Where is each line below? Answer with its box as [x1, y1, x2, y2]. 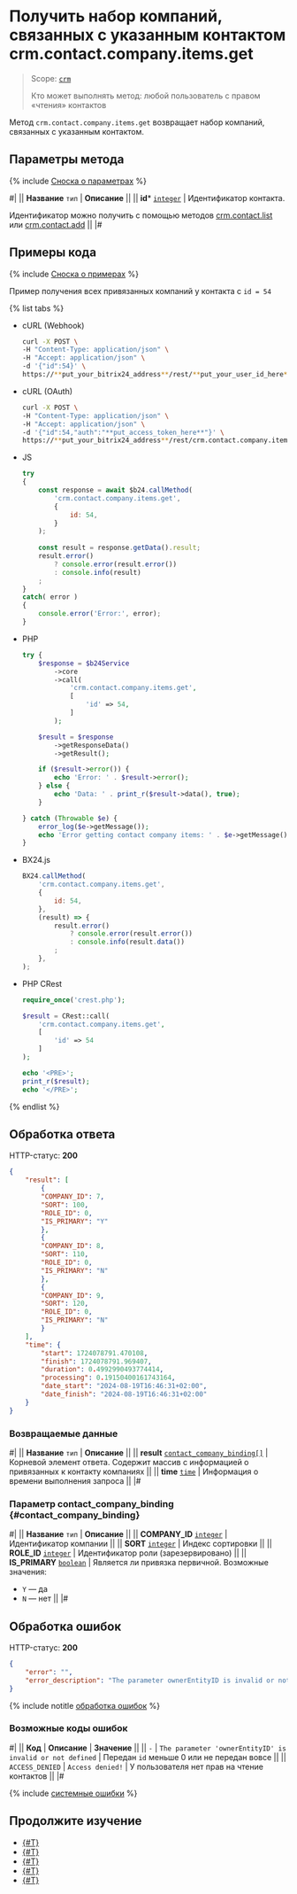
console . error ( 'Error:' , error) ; [38, 609, 162, 618]
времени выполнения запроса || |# [9, 1475, 141, 1486]
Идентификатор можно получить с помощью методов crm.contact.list [9, 210, 273, 221]
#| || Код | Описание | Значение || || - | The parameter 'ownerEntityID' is [9, 1743, 287, 1753]
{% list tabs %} [9, 303, 65, 314]
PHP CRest [21, 978, 63, 989]
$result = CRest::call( [21, 1012, 110, 1021]
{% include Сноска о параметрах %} [9, 175, 148, 186]
